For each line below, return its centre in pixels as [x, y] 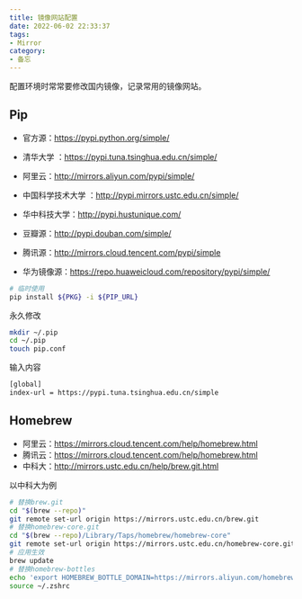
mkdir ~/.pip [34, 332]
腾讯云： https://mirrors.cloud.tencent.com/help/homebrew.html [140, 454]
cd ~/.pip [28, 341]
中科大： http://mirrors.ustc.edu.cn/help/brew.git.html [120, 466]
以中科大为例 [33, 485]
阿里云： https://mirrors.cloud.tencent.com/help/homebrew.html [140, 443]
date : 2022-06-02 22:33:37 [60, 26]
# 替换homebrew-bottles [53, 569]
